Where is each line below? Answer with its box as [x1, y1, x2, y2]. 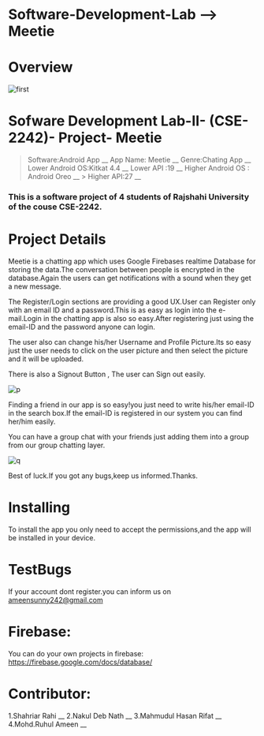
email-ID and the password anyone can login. [8, 322, 155, 331]
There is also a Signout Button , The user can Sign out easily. [8, 369, 206, 379]
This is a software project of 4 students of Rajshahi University [8, 191, 250, 202]
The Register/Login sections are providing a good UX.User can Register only [8, 297, 256, 306]
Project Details [8, 230, 106, 248]
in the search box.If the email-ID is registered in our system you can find [8, 408, 243, 417]
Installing [8, 499, 71, 517]
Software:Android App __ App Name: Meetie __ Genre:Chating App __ [27, 155, 251, 165]
